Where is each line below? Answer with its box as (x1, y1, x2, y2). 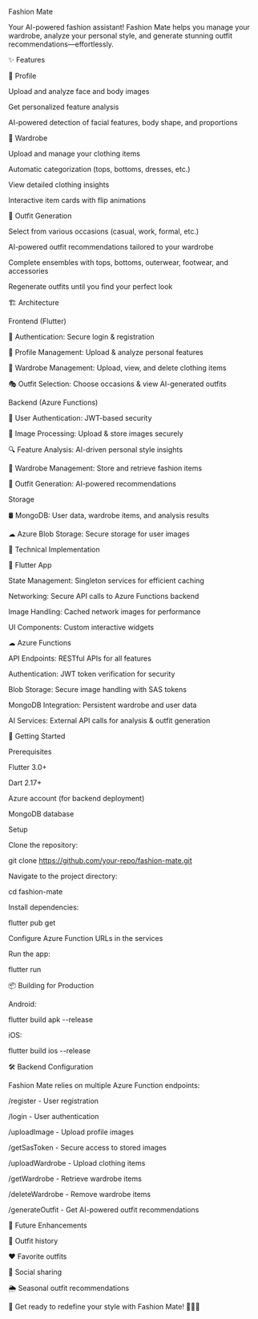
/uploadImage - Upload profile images (8, 1127, 135, 1137)
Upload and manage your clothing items (8, 149, 140, 158)
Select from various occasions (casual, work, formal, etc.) (8, 226, 200, 236)
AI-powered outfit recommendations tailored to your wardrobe (8, 242, 214, 251)
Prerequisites (8, 747, 52, 756)
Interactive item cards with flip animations (8, 196, 147, 205)
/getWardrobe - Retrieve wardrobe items (8, 1174, 142, 1183)
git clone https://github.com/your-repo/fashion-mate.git (8, 856, 192, 865)
